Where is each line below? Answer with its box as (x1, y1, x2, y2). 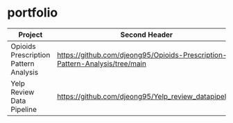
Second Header (120, 30, 173, 39)
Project (18, 30, 43, 39)
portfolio (7, 5, 58, 21)
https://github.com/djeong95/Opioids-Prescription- (56, 50, 227, 59)
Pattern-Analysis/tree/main (56, 59, 147, 68)
